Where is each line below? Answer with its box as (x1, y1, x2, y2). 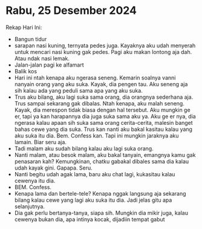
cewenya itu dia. (14, 177, 56, 184)
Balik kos (14, 67, 37, 75)
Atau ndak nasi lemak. (14, 55, 70, 62)
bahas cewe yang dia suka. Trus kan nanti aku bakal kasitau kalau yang (14, 125, 193, 133)
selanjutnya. (14, 202, 45, 210)
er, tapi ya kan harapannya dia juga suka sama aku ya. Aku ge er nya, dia (14, 113, 196, 120)
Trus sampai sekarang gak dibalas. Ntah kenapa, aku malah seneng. (14, 99, 185, 107)
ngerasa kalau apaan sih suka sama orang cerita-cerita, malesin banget (14, 119, 193, 126)
